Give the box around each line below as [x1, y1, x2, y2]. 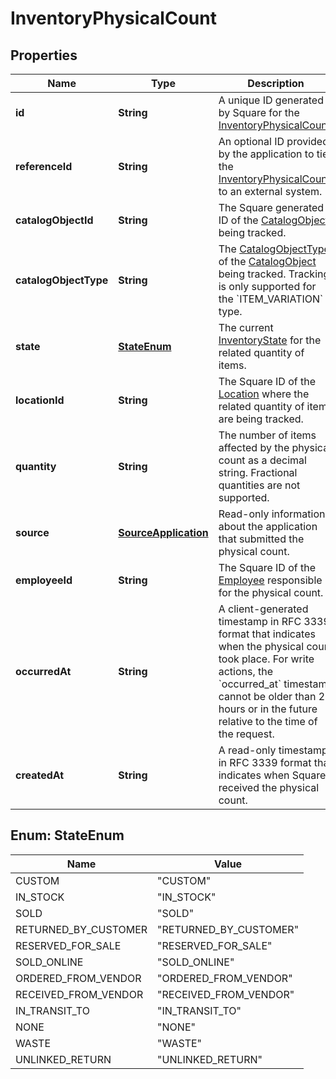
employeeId [15, 573, 73, 587]
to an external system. [218, 185, 323, 198]
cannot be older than [218, 690, 317, 703]
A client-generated [218, 602, 309, 616]
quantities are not [218, 478, 301, 492]
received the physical [218, 781, 320, 794]
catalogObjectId [15, 213, 94, 227]
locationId [15, 393, 65, 407]
